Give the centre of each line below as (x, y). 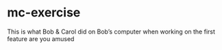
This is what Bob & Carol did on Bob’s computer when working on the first (111, 32)
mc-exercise (44, 13)
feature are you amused (41, 38)
